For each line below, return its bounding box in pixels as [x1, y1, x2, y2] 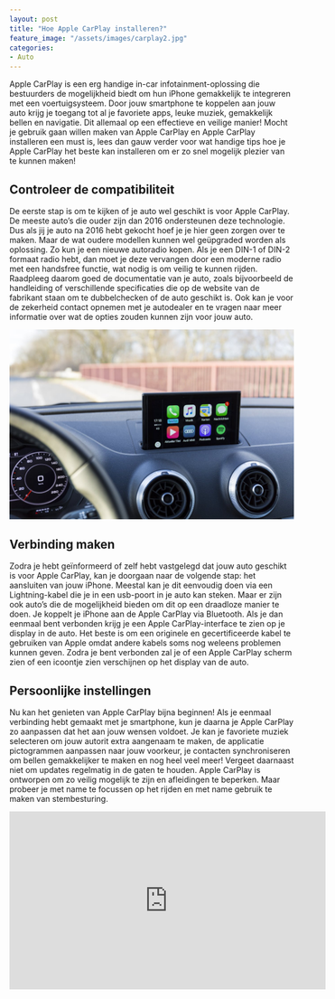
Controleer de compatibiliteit [9, 182, 175, 197]
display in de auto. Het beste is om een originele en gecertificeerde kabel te [9, 628, 292, 639]
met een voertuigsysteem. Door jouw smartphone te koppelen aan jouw [9, 98, 276, 108]
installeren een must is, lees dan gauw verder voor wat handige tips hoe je [9, 137, 286, 147]
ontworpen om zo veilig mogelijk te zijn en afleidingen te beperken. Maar [9, 774, 281, 786]
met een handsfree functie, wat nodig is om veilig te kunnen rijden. [9, 263, 258, 274]
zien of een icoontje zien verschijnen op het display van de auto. [9, 656, 249, 668]
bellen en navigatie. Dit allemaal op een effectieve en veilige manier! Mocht [9, 118, 288, 128]
